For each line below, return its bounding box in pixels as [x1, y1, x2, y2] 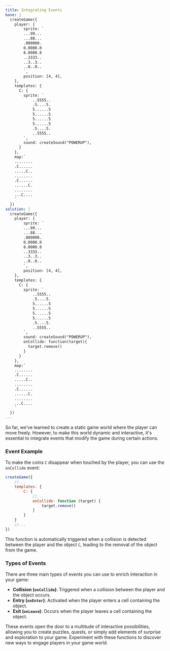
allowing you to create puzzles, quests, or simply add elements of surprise [5, 629, 161, 635]
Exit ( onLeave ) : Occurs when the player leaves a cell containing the [12, 608, 152, 614]
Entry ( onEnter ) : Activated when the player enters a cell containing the [12, 597, 160, 604]
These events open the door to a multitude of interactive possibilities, [5, 623, 150, 630]
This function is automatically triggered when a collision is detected [5, 536, 147, 542]
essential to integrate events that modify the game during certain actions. [5, 435, 159, 441]
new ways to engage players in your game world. [5, 640, 108, 646]
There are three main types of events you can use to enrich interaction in [5, 571, 158, 578]
